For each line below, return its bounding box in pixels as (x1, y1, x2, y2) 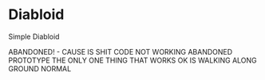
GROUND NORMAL (8, 63, 72, 73)
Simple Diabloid (8, 32, 60, 41)
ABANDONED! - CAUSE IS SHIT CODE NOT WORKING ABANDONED (8, 47, 233, 56)
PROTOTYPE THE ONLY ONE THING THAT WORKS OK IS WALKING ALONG (8, 55, 257, 65)
